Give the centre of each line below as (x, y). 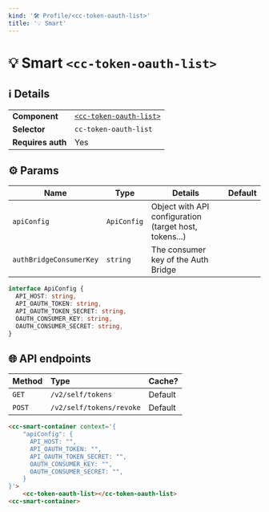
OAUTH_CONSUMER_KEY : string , (64, 319)
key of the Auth (180, 260)
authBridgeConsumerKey (55, 260)
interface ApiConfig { (46, 289)
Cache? (163, 381)
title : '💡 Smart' (37, 23)
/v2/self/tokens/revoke (96, 408)
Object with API (180, 207)
